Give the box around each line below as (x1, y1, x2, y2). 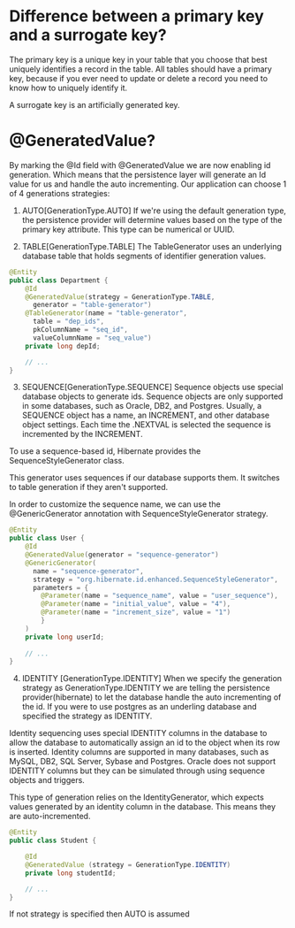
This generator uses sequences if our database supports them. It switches (9, 472, 280, 483)
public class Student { (9, 836, 97, 846)
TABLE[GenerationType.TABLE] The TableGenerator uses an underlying (21, 241, 283, 251)
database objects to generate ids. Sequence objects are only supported (21, 391, 284, 402)
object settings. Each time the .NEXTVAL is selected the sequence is (21, 419, 271, 430)
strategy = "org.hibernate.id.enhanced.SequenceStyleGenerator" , (32, 575, 278, 584)
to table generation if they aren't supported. (9, 482, 169, 493)
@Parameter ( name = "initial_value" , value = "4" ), (41, 600, 231, 609)
